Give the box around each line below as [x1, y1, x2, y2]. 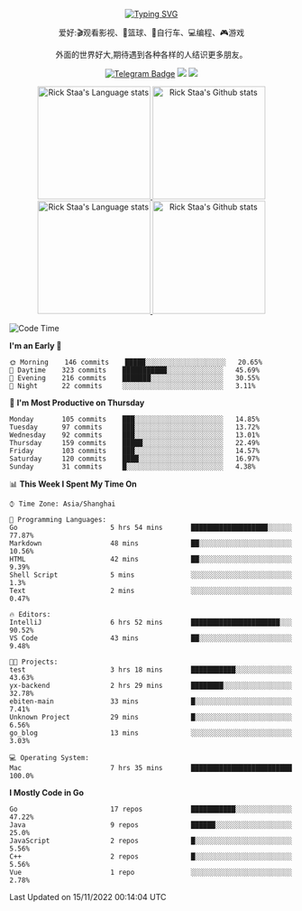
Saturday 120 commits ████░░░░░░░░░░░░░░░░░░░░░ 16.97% [9, 454, 260, 463]
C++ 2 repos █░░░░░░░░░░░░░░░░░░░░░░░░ [9, 852, 293, 861]
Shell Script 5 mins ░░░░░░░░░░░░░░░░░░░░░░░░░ [9, 571, 293, 580]
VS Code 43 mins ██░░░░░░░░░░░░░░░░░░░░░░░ [9, 634, 293, 643]
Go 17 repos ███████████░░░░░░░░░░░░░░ [9, 804, 293, 813]
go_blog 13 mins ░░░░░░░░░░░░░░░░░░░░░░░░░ [9, 729, 293, 738]
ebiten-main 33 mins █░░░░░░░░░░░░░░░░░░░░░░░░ [9, 697, 293, 706]
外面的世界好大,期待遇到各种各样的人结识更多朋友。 [55, 50, 248, 60]
